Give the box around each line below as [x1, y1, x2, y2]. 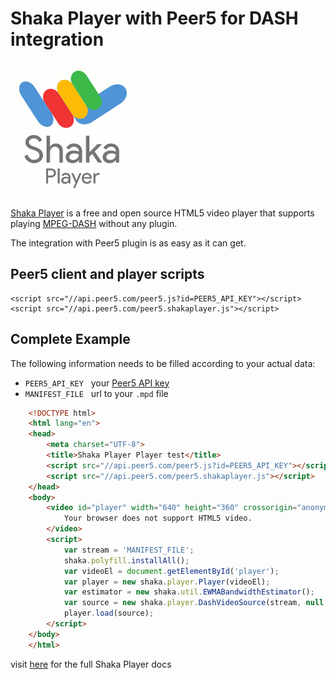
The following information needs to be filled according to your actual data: [10, 357, 316, 369]
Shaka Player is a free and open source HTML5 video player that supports [10, 207, 315, 219]
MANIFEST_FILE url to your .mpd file [24, 387, 169, 399]
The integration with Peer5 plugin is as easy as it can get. [10, 237, 247, 249]
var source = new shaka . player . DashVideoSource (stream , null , [63, 598, 329, 608]
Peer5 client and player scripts [10, 266, 205, 283]
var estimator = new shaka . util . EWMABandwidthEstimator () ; [63, 587, 315, 597]
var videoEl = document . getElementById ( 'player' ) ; [63, 566, 280, 576]
